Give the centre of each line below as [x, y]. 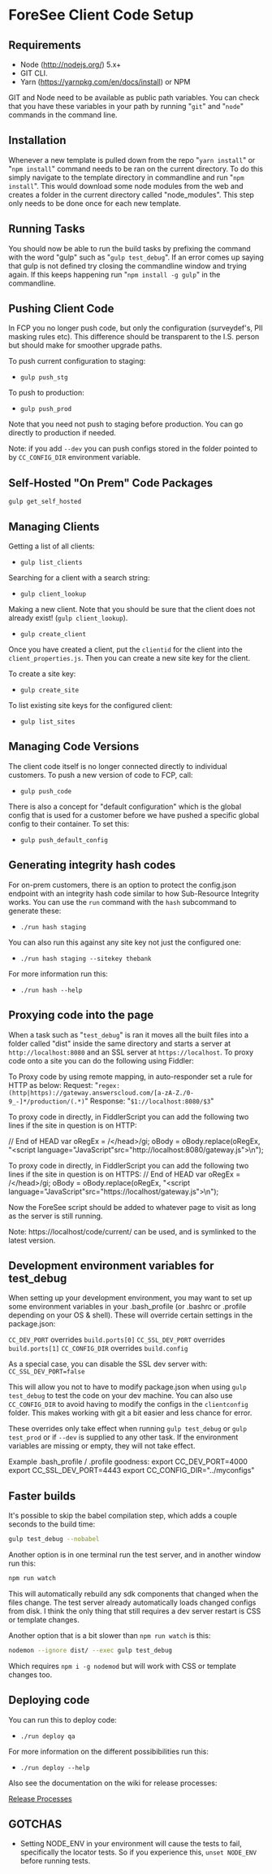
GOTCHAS [35, 1824]
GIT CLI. [34, 73]
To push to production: [47, 393]
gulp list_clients [51, 563]
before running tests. [55, 1861]
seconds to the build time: [52, 1524]
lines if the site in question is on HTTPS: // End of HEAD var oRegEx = [125, 1174]
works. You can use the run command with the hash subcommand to [123, 902]
